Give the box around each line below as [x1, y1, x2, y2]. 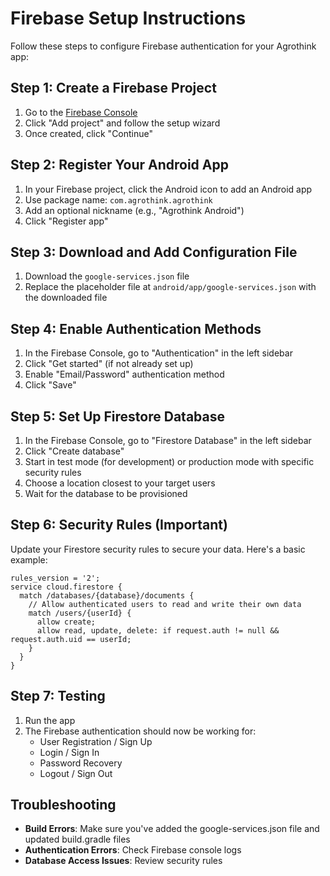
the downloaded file [24, 292, 108, 304]
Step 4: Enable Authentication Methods [10, 320, 262, 337]
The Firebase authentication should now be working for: [24, 725, 257, 737]
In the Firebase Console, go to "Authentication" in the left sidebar [24, 347, 293, 359]
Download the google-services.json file [24, 270, 190, 282]
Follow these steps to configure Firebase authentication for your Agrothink [10, 40, 317, 52]
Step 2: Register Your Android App [10, 157, 229, 174]
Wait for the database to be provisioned [24, 488, 188, 499]
